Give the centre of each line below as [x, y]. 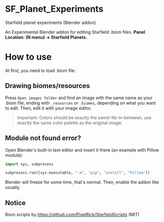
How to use [28, 57]
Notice [15, 203]
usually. [13, 187]
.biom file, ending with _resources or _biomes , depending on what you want [81, 103]
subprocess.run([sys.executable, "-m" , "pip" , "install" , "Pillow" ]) [78, 173]
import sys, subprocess [29, 164]
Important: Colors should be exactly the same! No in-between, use [84, 117]
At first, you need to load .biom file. [40, 70]
